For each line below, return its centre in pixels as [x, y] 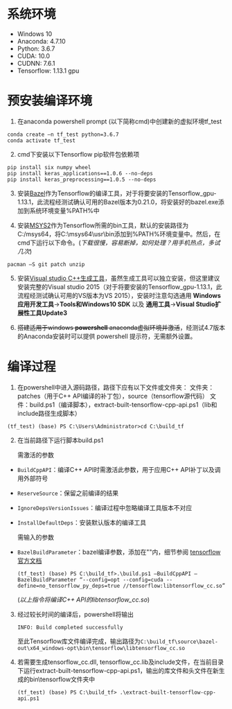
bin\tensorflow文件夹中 [62, 679]
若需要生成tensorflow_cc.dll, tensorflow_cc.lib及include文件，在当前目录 [121, 662]
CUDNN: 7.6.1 [36, 63]
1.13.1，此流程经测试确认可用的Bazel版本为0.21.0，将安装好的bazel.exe [118, 202]
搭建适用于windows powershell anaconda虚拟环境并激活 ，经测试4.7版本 [121, 327]
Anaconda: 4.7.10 [41, 41]
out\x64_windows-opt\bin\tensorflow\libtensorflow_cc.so [101, 648]
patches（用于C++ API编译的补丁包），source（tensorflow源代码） [113, 396]
